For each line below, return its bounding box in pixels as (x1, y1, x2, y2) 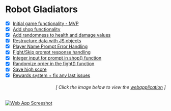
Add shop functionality (12, 26, 61, 32)
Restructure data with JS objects (12, 38, 81, 44)
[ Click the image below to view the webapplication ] (55, 84, 166, 90)
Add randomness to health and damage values (12, 32, 111, 38)
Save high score (12, 66, 47, 72)
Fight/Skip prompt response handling (12, 49, 91, 55)
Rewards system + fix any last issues (12, 72, 91, 78)
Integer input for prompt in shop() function (12, 55, 102, 61)
